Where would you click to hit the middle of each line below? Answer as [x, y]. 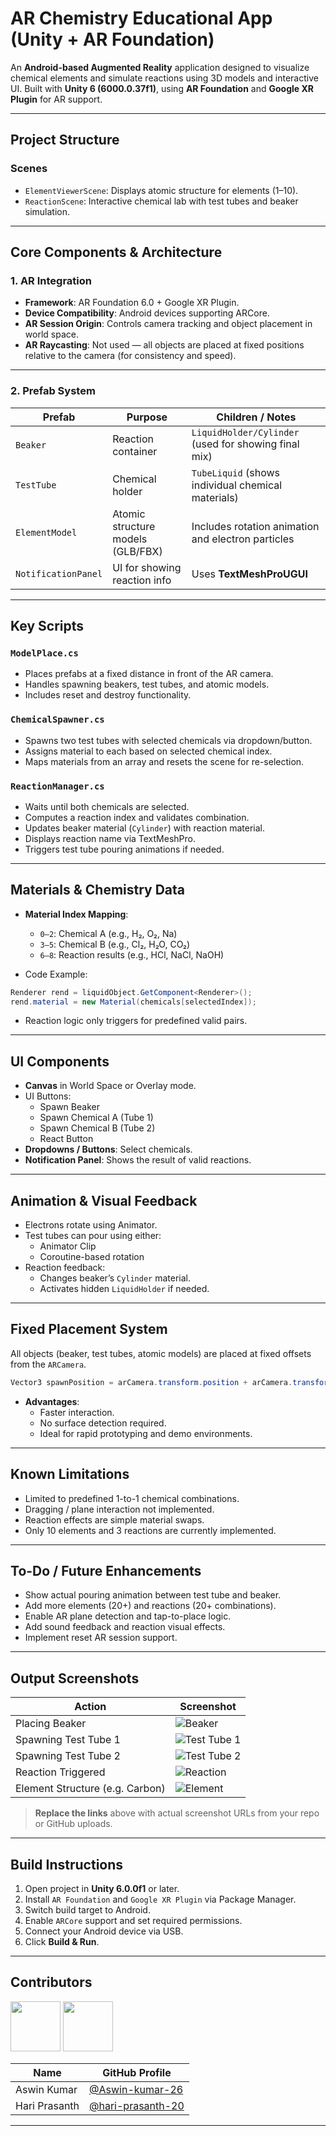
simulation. [47, 211]
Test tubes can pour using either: [93, 1236]
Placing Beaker [51, 1724]
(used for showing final [245, 444]
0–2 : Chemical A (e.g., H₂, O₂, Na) [108, 933]
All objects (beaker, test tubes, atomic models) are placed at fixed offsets [161, 1353]
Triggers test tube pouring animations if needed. [124, 849]
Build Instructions [67, 1864]
